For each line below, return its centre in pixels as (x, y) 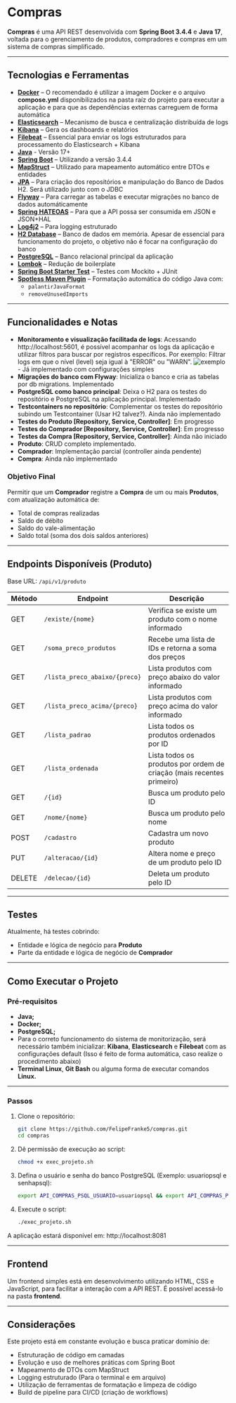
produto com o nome (183, 619)
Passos (20, 1101)
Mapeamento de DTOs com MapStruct (73, 1370)
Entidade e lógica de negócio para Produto (80, 945)
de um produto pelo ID (185, 862)
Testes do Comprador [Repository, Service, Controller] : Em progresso (121, 428)
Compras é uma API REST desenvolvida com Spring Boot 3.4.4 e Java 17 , (115, 32)
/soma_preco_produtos (80, 648)
